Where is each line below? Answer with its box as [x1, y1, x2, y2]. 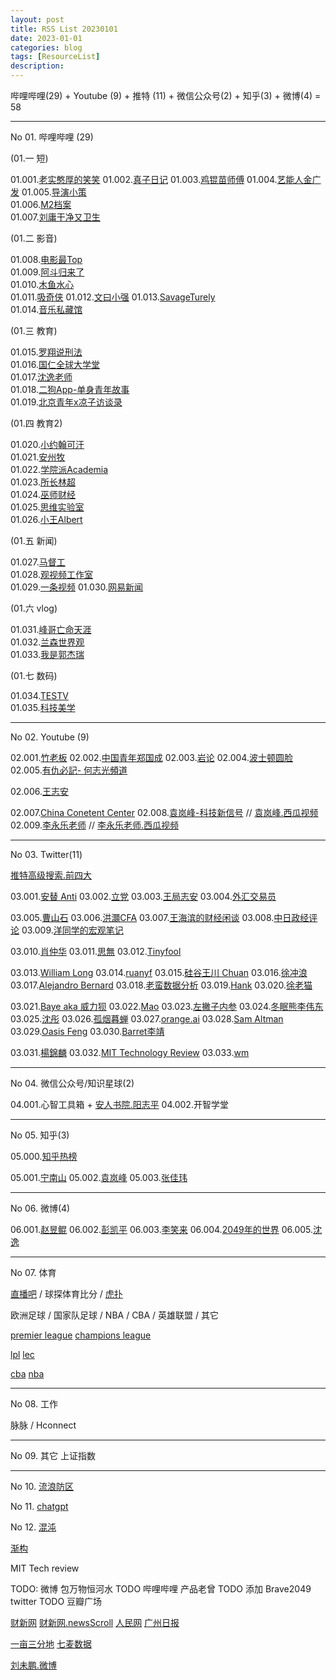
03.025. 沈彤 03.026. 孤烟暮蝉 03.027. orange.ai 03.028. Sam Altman [10, 1013, 284, 1025]
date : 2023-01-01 [10, 33, 83, 43]
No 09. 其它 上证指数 [10, 1450, 96, 1461]
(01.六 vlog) [10, 602, 58, 614]
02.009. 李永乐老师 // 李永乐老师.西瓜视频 [10, 819, 180, 831]
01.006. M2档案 [10, 199, 72, 210]
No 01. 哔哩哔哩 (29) [10, 131, 94, 143]
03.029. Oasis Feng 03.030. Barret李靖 [10, 1026, 165, 1037]
